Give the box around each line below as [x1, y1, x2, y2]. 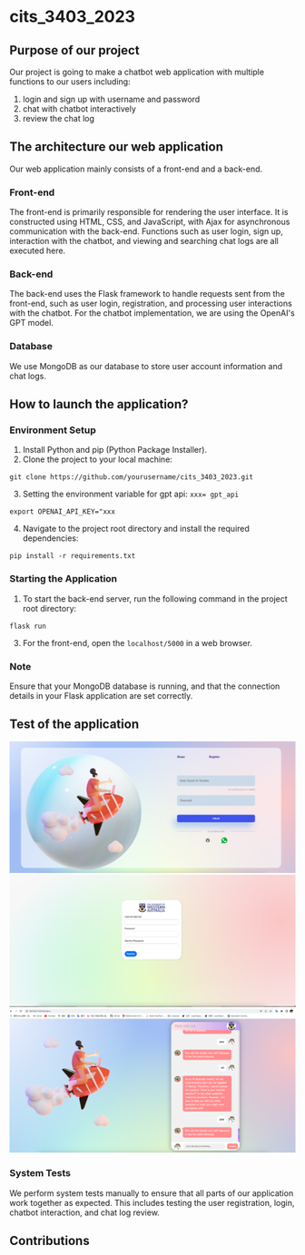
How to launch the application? [9, 397, 189, 412]
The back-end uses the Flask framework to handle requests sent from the [9, 289, 286, 299]
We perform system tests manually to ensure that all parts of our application [9, 1187, 294, 1199]
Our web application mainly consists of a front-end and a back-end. [9, 163, 263, 174]
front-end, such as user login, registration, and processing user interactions [9, 298, 292, 309]
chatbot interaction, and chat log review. [9, 1207, 161, 1218]
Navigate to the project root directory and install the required [22, 524, 250, 534]
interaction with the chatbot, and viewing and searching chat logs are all [9, 236, 279, 247]
